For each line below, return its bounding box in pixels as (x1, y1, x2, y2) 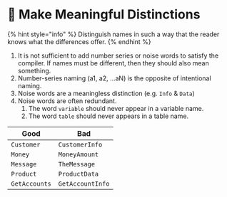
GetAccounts (11, 179, 52, 188)
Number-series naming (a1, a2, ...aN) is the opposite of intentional (17, 74, 212, 82)
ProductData (58, 170, 99, 178)
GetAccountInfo (58, 179, 110, 188)
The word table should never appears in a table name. (28, 112, 189, 120)
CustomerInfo (58, 140, 103, 149)
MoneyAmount (58, 150, 99, 159)
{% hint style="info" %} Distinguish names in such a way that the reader (7, 30, 220, 38)
